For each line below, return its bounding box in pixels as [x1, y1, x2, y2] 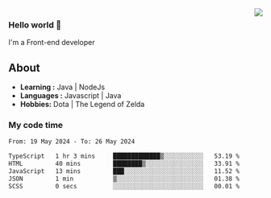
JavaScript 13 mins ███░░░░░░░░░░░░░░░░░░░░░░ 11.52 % [8, 167, 240, 175]
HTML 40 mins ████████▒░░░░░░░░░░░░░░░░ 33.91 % [8, 160, 240, 168]
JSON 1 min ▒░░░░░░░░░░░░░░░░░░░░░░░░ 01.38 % [8, 175, 240, 183]
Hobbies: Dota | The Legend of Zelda [19, 100, 145, 109]
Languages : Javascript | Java [19, 91, 122, 101]
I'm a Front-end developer [8, 38, 95, 47]
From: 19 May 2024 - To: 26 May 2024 [8, 138, 135, 146]
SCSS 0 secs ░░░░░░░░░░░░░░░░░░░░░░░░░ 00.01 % [8, 182, 240, 190]
